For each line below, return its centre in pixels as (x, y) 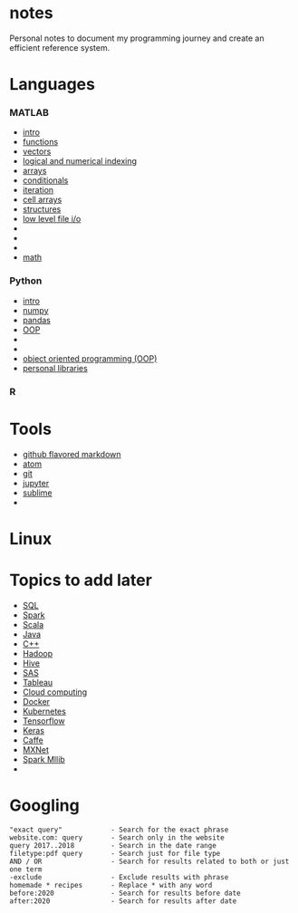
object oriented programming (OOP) (90, 358)
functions (40, 142)
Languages (52, 85)
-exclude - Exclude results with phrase (119, 877)
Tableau (38, 682)
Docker (36, 701)
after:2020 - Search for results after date (123, 901)
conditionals (45, 180)
